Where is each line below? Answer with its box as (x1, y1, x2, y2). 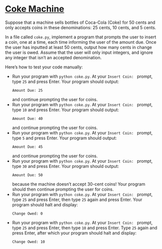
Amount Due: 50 (12, 172, 43, 178)
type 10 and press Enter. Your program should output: (12, 107, 119, 113)
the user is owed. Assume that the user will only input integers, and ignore (5, 50, 153, 55)
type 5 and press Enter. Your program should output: (12, 135, 117, 141)
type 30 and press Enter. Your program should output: (12, 163, 119, 169)
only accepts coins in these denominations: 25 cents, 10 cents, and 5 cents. (5, 24, 156, 30)
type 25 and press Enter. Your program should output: (12, 79, 119, 84)
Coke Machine (5, 3, 65, 15)
